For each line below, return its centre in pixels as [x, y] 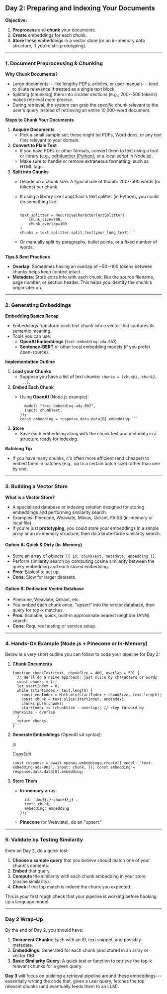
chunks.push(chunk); [43, 704]
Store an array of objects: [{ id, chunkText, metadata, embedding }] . [84, 556]
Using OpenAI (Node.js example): [54, 397]
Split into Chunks [30, 172]
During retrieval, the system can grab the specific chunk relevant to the [85, 105]
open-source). [35, 352]
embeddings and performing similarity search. [60, 512]
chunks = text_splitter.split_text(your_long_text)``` [78, 233]
